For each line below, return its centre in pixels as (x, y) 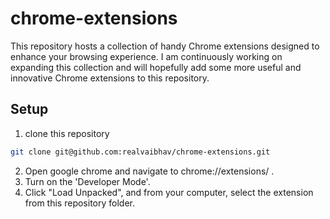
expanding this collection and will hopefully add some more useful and (156, 67)
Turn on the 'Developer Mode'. (87, 181)
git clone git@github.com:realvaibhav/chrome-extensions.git (140, 152)
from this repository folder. (79, 203)
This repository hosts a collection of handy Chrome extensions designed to (165, 46)
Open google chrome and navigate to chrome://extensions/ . (149, 171)
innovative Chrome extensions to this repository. (110, 78)
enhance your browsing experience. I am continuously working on (146, 56)
